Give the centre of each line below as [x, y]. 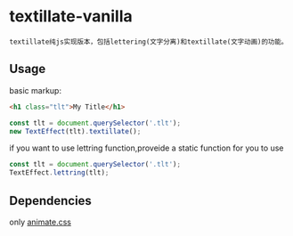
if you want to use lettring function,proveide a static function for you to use [146, 148]
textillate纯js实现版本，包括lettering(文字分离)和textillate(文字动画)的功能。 [149, 42]
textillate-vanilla [71, 16]
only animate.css [41, 222]
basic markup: [36, 90]
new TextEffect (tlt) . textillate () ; [75, 131]
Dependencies [50, 201]
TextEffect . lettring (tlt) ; [59, 173]
